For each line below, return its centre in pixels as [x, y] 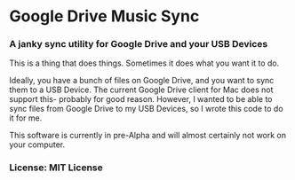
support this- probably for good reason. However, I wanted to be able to [141, 99]
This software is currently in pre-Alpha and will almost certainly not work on [148, 136]
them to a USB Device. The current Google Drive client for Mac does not [141, 90]
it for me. [26, 118]
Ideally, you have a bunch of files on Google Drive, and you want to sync [142, 81]
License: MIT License [56, 168]
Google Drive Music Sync [104, 16]
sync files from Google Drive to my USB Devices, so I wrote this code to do [146, 109]
